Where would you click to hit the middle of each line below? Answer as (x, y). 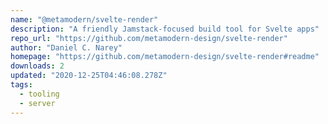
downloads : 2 (37, 66)
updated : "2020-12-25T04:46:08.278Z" (89, 76)
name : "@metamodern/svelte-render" (84, 19)
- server (37, 103)
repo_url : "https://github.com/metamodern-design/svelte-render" (149, 38)
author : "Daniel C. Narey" (66, 47)
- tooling (39, 94)
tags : (21, 85)
